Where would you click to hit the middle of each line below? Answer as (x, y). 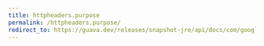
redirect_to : (29, 30)
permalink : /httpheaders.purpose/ (65, 23)
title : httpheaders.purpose (54, 15)
